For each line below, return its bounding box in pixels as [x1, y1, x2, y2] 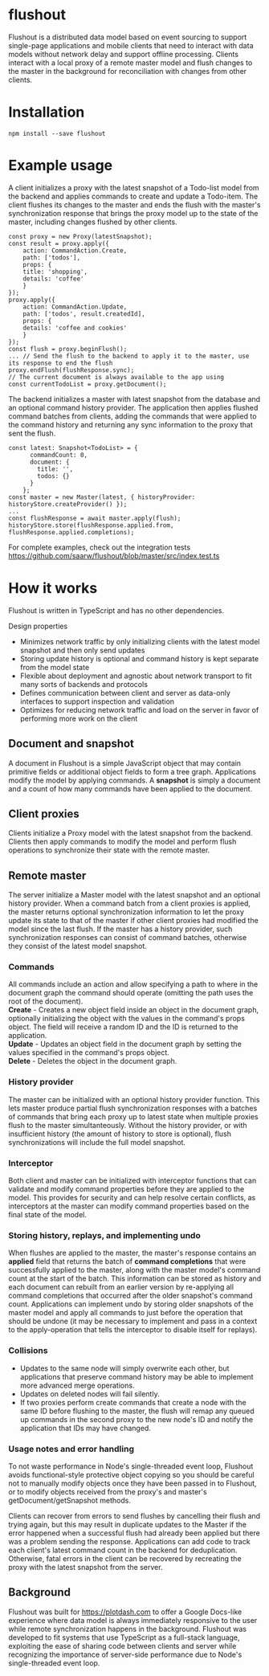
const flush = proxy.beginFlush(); [8, 345, 128, 353]
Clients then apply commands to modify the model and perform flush [8, 837, 237, 847]
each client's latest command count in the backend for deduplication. [8, 1545, 238, 1555]
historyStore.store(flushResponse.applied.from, [8, 521, 174, 529]
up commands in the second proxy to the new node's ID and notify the [19, 1414, 254, 1424]
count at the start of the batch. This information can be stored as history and [8, 1273, 262, 1283]
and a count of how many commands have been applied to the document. [8, 783, 253, 793]
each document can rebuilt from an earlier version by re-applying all [8, 1282, 234, 1292]
